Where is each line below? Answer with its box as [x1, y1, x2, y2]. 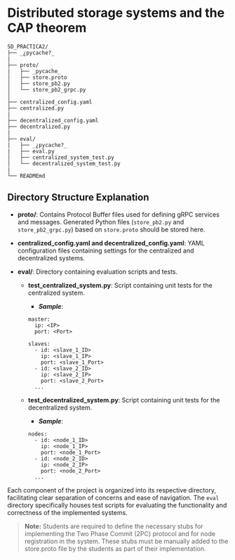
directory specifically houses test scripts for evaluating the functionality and [7, 501, 227, 509]
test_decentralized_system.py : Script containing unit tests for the [27, 395, 220, 404]
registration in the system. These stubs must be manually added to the [24, 537, 229, 545]
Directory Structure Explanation [7, 191, 149, 203]
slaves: [27, 340, 51, 348]
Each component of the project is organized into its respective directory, [7, 485, 216, 494]
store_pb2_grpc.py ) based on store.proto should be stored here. [17, 225, 206, 234]
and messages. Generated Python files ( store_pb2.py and [17, 217, 184, 226]
